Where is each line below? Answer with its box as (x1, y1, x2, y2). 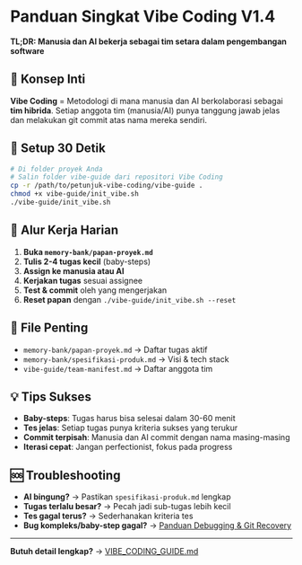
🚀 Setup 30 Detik (10, 141, 106, 156)
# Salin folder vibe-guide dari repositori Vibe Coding (10, 172, 223, 181)
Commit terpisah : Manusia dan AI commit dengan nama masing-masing (22, 432, 290, 443)
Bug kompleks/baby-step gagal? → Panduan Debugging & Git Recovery (22, 520, 292, 531)
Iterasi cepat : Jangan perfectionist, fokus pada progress (22, 442, 233, 453)
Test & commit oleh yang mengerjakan (22, 285, 168, 296)
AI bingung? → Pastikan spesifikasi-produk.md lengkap (22, 491, 231, 502)
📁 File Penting (10, 321, 89, 336)
